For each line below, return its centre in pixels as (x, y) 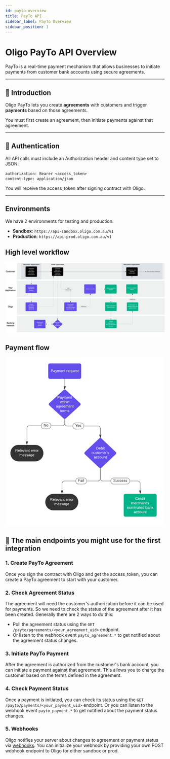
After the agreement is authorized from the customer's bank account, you (82, 665)
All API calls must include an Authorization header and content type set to (82, 158)
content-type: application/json (39, 179)
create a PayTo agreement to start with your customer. (62, 579)
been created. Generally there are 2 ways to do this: (59, 614)
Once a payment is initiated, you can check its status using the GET (75, 700)
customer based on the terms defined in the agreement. (63, 675)
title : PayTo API (24, 16)
